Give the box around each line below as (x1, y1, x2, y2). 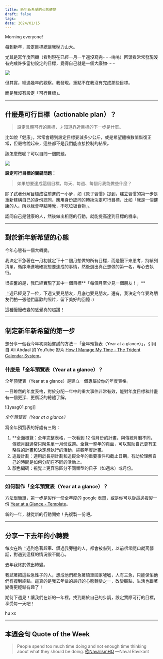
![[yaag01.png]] (5, 404, 36, 410)
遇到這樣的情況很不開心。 (17, 552, 69, 558)
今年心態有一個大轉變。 (5, 247, 52, 253)
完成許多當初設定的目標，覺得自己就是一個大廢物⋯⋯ (9, 60, 115, 66)
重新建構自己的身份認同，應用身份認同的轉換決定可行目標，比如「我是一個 (5, 197, 154, 203)
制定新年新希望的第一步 (5, 327, 75, 335)
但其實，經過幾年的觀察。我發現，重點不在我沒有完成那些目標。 (5, 80, 132, 85)
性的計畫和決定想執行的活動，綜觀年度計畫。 (16, 447, 106, 453)
